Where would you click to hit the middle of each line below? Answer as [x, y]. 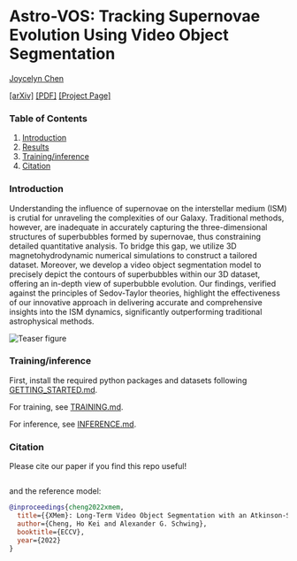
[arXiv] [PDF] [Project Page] [60, 96]
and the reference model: [55, 491]
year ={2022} [39, 540]
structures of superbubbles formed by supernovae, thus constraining [135, 236]
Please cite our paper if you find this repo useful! [98, 466]
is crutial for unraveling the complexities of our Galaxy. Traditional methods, [147, 218]
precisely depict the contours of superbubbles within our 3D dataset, [135, 274]
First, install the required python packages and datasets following [128, 380]
